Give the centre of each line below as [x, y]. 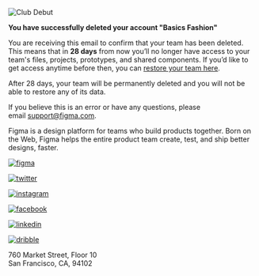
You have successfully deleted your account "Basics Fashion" [113, 27]
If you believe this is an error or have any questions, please [104, 107]
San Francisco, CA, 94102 [50, 263]
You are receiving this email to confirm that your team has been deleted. [126, 43]
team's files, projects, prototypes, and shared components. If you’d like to [128, 60]
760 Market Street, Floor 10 [53, 255]
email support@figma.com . [52, 115]
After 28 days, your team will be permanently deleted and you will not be [127, 83]
